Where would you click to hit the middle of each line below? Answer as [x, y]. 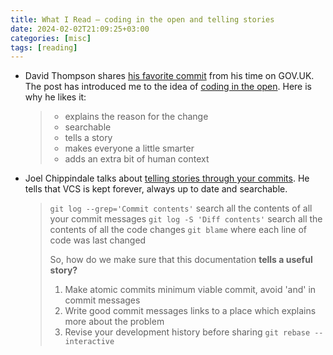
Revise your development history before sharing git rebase [187, 332]
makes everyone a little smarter [129, 148]
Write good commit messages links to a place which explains [190, 311]
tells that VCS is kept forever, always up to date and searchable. [156, 189]
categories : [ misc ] [51, 38]
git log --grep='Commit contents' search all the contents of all [181, 208]
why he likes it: [55, 97]
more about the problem [114, 322]
